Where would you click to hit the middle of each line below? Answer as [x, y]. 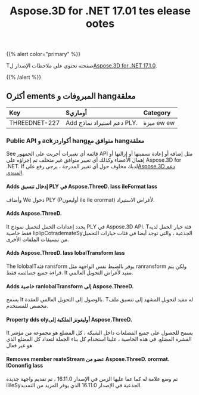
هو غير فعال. [20, 345]
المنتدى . [15, 173]
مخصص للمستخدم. [27, 306]
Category [157, 113]
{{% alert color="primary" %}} [43, 54]
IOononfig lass [25, 365]
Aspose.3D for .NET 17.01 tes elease [100, 11]
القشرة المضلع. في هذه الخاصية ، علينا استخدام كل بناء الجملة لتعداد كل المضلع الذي [99, 339]
